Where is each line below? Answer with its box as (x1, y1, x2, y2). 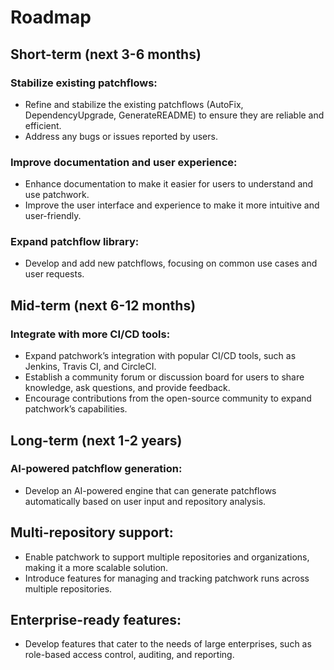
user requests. (24, 268, 85, 280)
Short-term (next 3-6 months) (10, 46, 202, 63)
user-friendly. (24, 210, 82, 222)
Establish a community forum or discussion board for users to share (24, 371, 305, 383)
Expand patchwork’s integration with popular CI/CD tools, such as (24, 350, 297, 362)
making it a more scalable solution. (24, 561, 169, 573)
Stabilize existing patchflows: (10, 76, 158, 90)
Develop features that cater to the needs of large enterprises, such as (24, 638, 312, 650)
